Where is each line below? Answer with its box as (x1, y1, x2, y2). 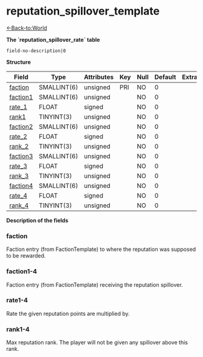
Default (154, 73, 176, 81)
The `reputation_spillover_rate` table (6, 36, 100, 43)
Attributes (83, 73, 114, 81)
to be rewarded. (6, 252, 47, 259)
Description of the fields (6, 216, 68, 224)
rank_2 (9, 142, 29, 150)
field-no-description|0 (6, 47, 66, 54)
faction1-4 (6, 267, 37, 276)
